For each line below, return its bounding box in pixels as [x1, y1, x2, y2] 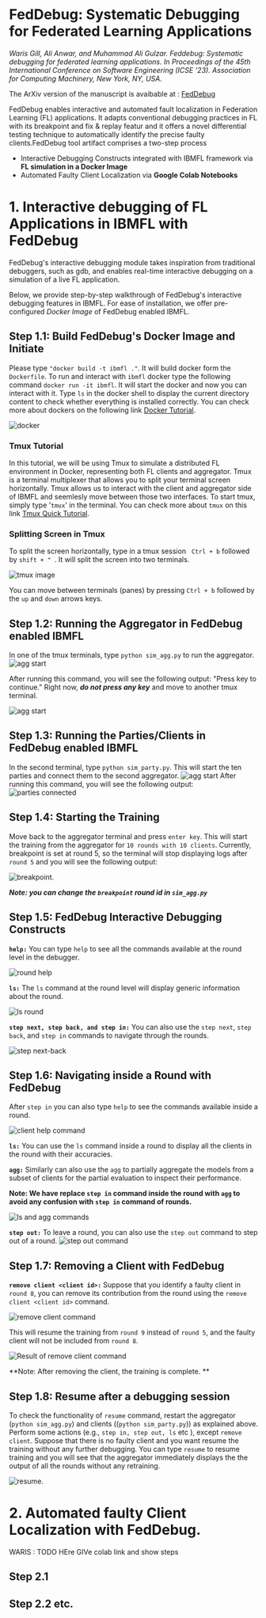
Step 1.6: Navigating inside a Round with [9, 1069, 212, 1082]
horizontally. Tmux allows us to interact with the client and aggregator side [9, 483, 252, 492]
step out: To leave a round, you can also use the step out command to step [9, 1228, 258, 1237]
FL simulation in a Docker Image [20, 161, 128, 171]
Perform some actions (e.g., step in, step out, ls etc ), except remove [9, 1427, 242, 1437]
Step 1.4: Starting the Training [9, 811, 160, 824]
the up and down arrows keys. [9, 594, 103, 603]
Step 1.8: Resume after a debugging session [9, 1389, 230, 1403]
